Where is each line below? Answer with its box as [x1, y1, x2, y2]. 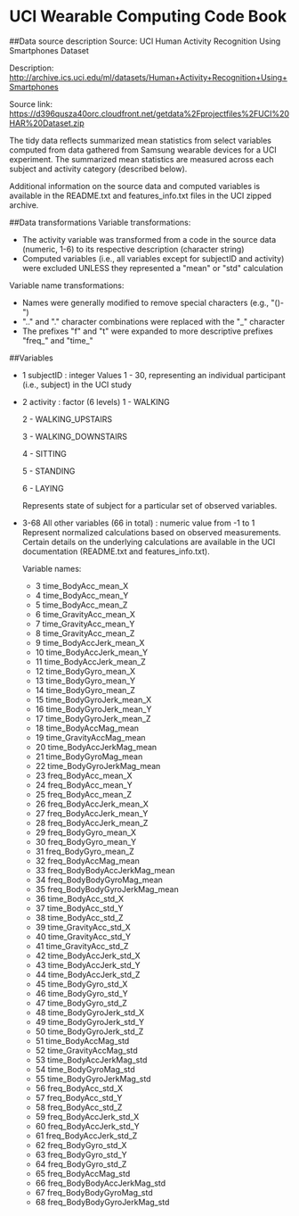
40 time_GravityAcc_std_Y [35, 931, 132, 942]
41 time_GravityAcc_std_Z [35, 940, 129, 951]
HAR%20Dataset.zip [9, 118, 85, 128]
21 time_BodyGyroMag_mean [35, 751, 143, 762]
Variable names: [21, 563, 82, 574]
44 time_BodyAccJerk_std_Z [35, 969, 141, 980]
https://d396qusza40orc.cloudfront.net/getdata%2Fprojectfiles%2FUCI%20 [9, 108, 290, 119]
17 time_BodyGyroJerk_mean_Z [35, 713, 151, 724]
